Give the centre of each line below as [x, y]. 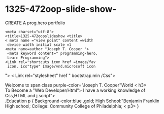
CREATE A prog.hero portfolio [35, 23]
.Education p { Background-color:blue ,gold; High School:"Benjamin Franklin [82, 101]
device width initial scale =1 [39, 45]
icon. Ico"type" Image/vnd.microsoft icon [51, 66]
